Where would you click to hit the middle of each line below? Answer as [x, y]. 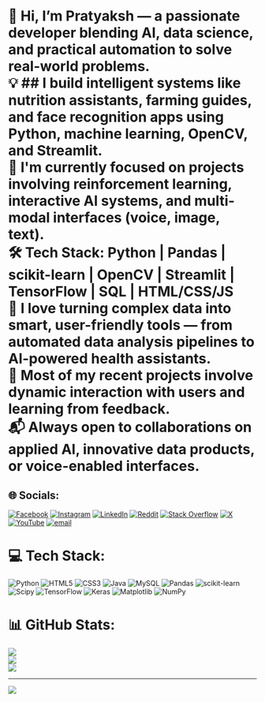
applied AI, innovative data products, [131, 450]
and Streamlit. [55, 151]
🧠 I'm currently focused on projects [126, 168]
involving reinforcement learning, [120, 184]
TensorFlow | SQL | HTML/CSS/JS [121, 292]
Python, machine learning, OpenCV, [128, 134]
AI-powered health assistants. [110, 359]
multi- [215, 201]
